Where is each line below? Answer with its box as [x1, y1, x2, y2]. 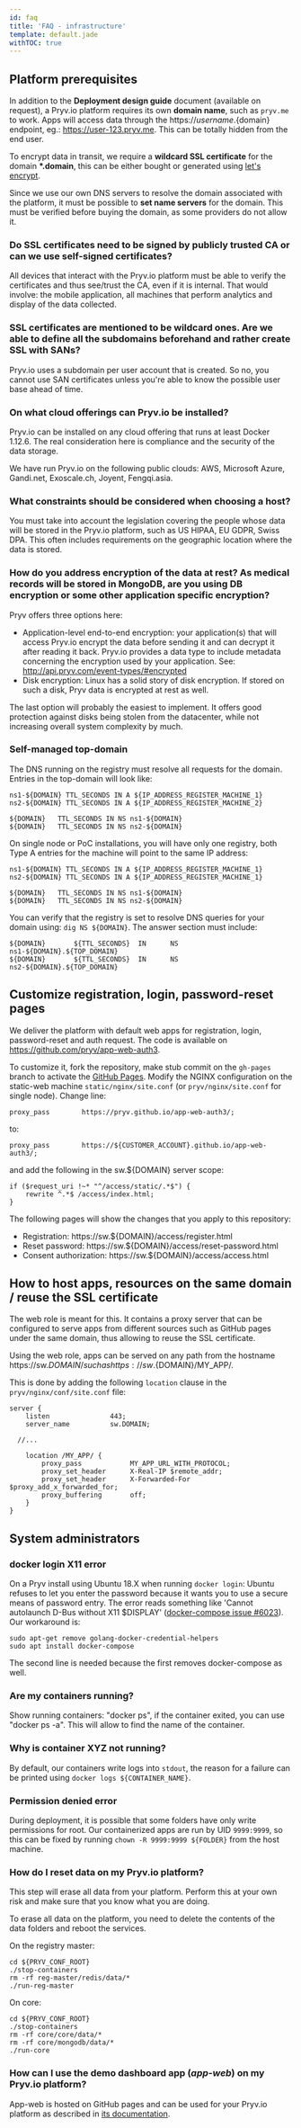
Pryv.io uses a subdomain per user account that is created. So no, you [9, 364, 270, 375]
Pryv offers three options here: [9, 609, 123, 621]
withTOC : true [9, 38, 63, 48]
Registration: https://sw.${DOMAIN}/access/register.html [22, 1230, 234, 1241]
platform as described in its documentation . [9, 2108, 171, 2119]
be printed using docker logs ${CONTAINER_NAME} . [9, 1772, 191, 1783]
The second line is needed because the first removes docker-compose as [9, 1658, 283, 1668]
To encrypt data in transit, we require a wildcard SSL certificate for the [9, 151, 273, 162]
